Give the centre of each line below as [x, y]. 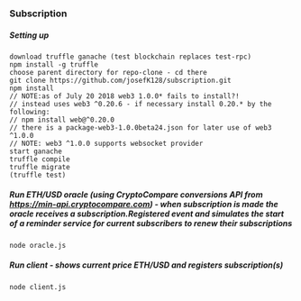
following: [30, 112]
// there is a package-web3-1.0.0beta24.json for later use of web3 [141, 128]
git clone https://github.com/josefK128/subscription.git [120, 80]
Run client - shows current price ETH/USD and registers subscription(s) [146, 265]
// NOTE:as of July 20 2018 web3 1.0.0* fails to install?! [125, 96]
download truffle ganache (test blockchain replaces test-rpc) [131, 57]
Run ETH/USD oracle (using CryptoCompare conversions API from [136, 195]
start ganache [36, 151]
